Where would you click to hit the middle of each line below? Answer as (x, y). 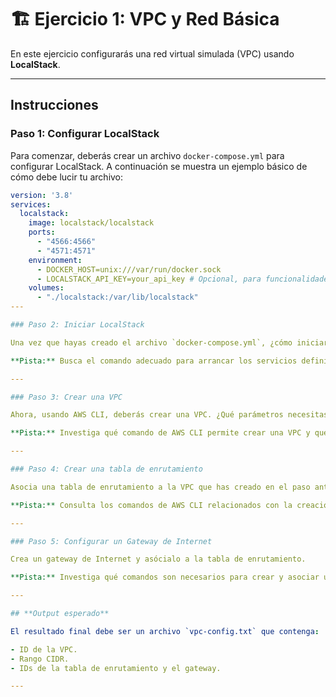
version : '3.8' (42, 195)
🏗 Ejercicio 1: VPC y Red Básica (145, 19)
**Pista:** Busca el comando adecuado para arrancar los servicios (154, 361)
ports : (42, 232)
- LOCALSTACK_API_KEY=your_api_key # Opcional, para (149, 279)
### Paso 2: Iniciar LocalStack (77, 325)
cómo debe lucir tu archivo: (67, 177)
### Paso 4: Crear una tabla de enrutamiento (106, 469)
